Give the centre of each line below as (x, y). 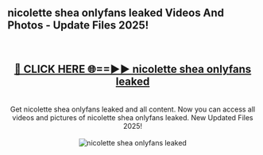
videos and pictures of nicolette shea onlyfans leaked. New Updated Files (133, 117)
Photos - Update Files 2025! (78, 26)
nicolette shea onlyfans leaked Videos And (116, 13)
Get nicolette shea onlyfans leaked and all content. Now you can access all (133, 109)
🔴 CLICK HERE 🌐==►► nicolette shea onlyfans (133, 69)
